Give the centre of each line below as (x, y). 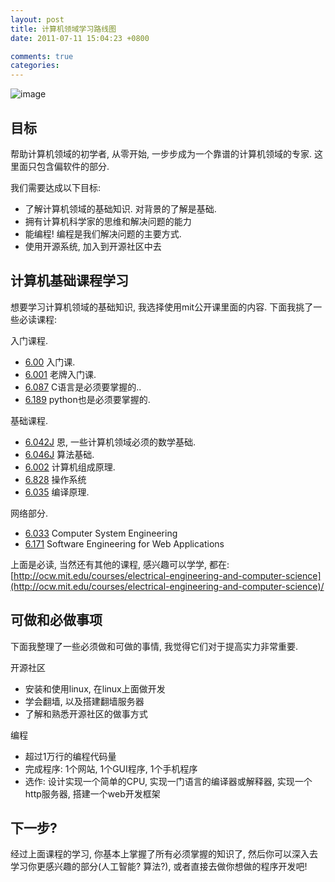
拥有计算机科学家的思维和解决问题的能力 (108, 221)
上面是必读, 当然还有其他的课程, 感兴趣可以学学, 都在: (120, 564)
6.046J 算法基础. (59, 454)
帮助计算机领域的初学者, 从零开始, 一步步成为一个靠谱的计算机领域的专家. (161, 153)
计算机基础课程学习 (69, 281)
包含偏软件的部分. (73, 166)
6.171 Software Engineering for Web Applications (124, 543)
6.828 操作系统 (55, 479)
